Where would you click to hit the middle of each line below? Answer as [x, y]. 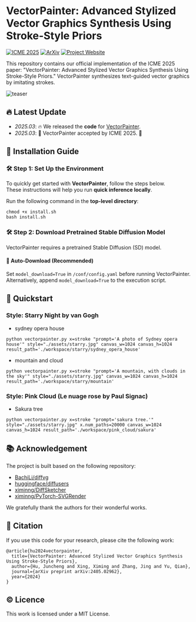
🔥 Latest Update [36, 112]
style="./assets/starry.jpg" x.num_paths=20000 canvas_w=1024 [84, 425]
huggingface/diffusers [42, 483]
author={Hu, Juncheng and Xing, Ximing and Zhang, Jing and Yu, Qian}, [101, 566]
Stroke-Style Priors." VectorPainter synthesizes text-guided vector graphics [98, 76]
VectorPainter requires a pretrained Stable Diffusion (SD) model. [84, 247]
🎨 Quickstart [29, 299]
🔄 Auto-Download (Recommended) [50, 261]
